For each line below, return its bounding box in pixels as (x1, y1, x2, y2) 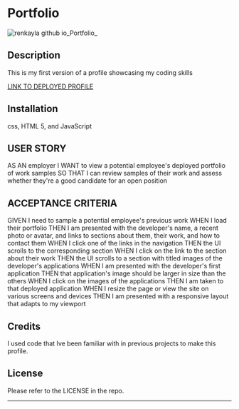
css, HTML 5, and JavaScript (7, 121, 92, 130)
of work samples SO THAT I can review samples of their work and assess (7, 169, 223, 178)
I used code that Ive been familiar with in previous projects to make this (7, 339, 216, 348)
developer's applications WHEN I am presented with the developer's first (7, 262, 221, 271)
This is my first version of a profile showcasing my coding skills (7, 68, 193, 76)
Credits (7, 320, 41, 333)
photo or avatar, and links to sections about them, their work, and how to (7, 231, 221, 240)
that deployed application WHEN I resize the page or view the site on (7, 284, 209, 293)
